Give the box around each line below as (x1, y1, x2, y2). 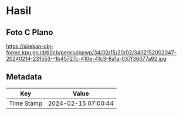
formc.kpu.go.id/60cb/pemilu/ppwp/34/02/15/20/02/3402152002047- (6, 49, 177, 56)
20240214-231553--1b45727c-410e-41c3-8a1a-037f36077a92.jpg (6, 55, 167, 62)
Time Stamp (9, 99, 43, 107)
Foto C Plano (6, 27, 53, 37)
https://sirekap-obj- (6, 43, 54, 50)
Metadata (6, 72, 42, 82)
